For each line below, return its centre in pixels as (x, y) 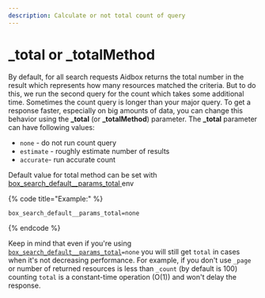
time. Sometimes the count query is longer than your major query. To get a (129, 102)
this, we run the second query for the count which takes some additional (126, 94)
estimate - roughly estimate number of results (95, 151)
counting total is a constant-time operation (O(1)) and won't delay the (123, 277)
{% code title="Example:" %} (56, 198)
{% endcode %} (34, 227)
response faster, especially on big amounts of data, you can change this (126, 110)
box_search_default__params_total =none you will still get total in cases (124, 251)
